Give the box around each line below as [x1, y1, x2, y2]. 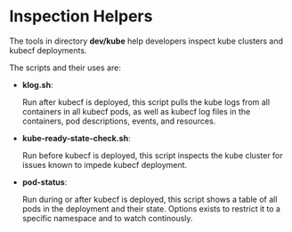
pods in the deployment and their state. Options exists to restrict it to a [21, 203, 280, 214]
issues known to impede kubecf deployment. [21, 159, 188, 170]
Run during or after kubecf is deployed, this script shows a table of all [21, 194, 278, 204]
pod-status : [21, 176, 68, 188]
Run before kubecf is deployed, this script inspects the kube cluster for [21, 149, 283, 161]
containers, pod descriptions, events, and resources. [21, 116, 216, 126]
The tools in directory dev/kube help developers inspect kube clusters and [9, 36, 283, 46]
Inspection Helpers [9, 6, 153, 27]
